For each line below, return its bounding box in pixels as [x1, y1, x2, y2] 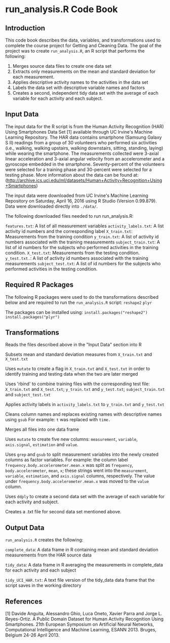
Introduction [5, 24, 46, 32]
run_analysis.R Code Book [5, 4, 118, 15]
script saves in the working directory [5, 582, 82, 588]
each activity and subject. [5, 499, 59, 505]
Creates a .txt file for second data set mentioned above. [5, 509, 121, 515]
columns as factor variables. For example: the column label [5, 457, 128, 463]
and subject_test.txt [5, 391, 51, 398]
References [5, 597, 42, 606]
